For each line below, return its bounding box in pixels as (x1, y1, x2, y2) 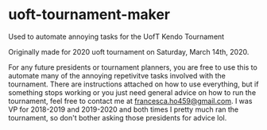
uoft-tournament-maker (8, 6, 171, 24)
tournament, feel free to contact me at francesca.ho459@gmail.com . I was (8, 96, 253, 105)
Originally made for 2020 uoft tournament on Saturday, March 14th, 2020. (8, 47, 250, 56)
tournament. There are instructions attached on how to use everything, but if (8, 79, 259, 89)
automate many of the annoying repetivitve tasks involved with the (8, 71, 226, 80)
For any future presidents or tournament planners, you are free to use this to (8, 62, 258, 72)
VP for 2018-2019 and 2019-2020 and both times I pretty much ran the (8, 105, 239, 114)
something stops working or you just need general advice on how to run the (8, 87, 257, 97)
